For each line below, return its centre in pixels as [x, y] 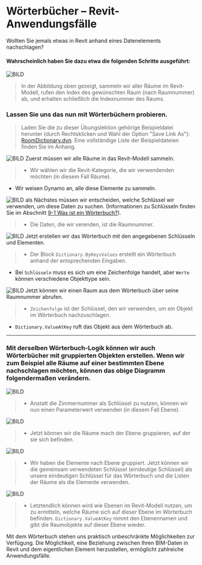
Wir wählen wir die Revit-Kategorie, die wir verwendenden [102, 170]
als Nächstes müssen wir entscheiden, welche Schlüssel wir [99, 200]
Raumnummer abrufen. [35, 297]
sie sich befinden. [52, 439]
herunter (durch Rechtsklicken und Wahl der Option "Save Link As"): [106, 134]
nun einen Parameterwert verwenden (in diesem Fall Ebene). [105, 409]
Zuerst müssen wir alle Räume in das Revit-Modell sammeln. [100, 159]
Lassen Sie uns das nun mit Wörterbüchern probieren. [87, 115]
